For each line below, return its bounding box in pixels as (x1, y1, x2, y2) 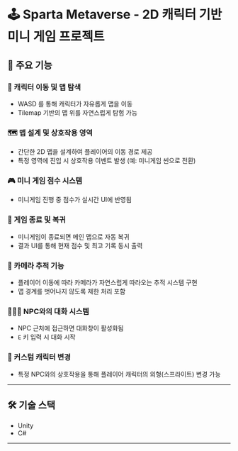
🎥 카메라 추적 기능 (7, 260, 64, 270)
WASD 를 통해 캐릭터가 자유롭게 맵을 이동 (17, 99, 133, 108)
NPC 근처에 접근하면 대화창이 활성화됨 (17, 324, 124, 333)
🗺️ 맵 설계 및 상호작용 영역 (7, 128, 93, 138)
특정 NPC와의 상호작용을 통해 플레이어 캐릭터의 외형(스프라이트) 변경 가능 (17, 369, 221, 378)
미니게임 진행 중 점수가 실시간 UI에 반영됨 (17, 196, 132, 204)
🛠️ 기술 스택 (7, 399, 55, 411)
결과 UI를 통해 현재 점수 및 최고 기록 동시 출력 (17, 241, 143, 250)
